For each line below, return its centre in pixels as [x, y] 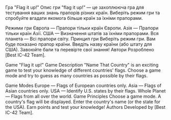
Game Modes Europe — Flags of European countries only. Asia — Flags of [83, 85]
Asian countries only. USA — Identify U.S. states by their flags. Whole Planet [86, 91]
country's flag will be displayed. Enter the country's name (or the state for [83, 102]
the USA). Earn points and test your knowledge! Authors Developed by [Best [86, 107]
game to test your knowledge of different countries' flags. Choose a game [83, 70]
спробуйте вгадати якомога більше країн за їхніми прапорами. [74, 18]
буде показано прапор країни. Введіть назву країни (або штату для [79, 44]
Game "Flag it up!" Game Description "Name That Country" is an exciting [82, 65]
